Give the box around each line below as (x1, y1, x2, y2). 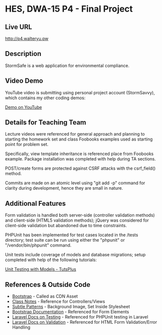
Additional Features (5, 199, 66, 208)
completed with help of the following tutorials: (5, 257, 97, 263)
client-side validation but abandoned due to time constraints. (5, 223, 127, 229)
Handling (12, 324, 31, 330)
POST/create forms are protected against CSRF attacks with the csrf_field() (5, 165, 156, 171)
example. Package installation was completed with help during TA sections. (5, 156, 156, 162)
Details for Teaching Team (5, 118, 87, 127)
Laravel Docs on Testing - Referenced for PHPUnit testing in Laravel (12, 314, 148, 320)
